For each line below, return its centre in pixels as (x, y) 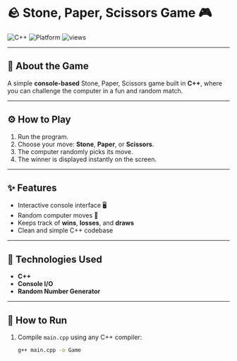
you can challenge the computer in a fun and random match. (95, 90)
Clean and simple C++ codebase (65, 230)
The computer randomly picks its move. (75, 151)
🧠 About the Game (48, 66)
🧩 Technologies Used (55, 259)
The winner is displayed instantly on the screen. (87, 159)
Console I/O (35, 284)
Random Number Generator (59, 291)
